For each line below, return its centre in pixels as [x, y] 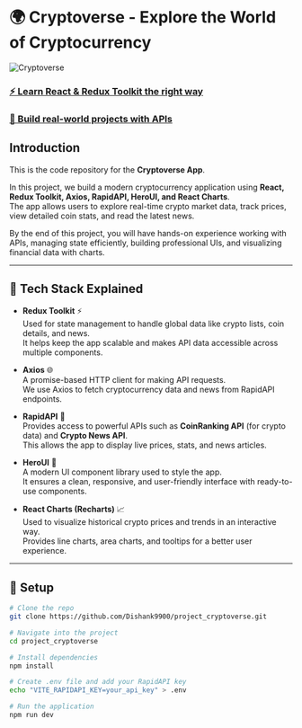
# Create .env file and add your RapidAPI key [98, 682]
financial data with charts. [57, 252]
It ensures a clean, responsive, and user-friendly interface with [139, 482]
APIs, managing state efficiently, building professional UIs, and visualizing [146, 243]
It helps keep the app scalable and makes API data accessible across [150, 343]
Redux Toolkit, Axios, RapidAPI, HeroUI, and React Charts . [120, 196]
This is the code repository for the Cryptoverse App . [107, 169]
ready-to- [275, 482]
